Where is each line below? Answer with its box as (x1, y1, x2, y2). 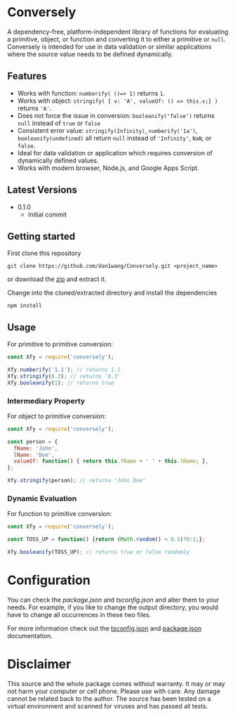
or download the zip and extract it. (7, 275, 107, 283)
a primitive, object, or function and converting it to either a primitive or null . (7, 34, 226, 43)
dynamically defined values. (17, 156, 99, 164)
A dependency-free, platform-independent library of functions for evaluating (7, 27, 229, 36)
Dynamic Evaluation (7, 493, 77, 503)
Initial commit (27, 210, 67, 219)
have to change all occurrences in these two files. (7, 610, 152, 619)
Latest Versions (7, 184, 78, 196)
